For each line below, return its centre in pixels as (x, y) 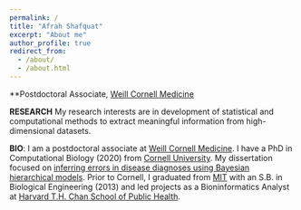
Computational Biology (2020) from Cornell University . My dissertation (141, 157)
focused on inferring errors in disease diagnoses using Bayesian (130, 167)
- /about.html (44, 69)
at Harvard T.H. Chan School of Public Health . (95, 196)
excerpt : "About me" (49, 34)
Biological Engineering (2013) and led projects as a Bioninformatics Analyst (150, 186)
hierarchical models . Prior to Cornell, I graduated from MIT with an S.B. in (146, 177)
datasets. (74, 130)
